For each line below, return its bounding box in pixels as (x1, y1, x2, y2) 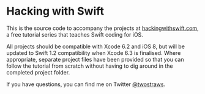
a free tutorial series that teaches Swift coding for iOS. (6, 31, 144, 38)
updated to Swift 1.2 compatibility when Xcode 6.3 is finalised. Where (6, 49, 181, 56)
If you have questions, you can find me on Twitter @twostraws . (6, 81, 166, 88)
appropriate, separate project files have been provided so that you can (6, 56, 184, 63)
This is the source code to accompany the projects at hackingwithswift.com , (6, 24, 199, 32)
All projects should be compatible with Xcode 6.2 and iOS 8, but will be (6, 43, 185, 50)
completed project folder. (6, 68, 70, 76)
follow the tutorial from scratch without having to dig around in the (6, 62, 173, 70)
